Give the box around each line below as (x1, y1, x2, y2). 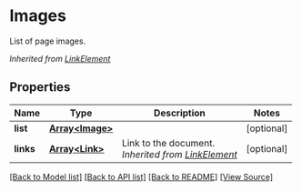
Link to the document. (121, 136, 216, 149)
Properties (9, 79, 71, 95)
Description (153, 106, 206, 119)
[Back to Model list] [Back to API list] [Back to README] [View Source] (9, 171, 274, 182)
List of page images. (9, 35, 86, 46)
